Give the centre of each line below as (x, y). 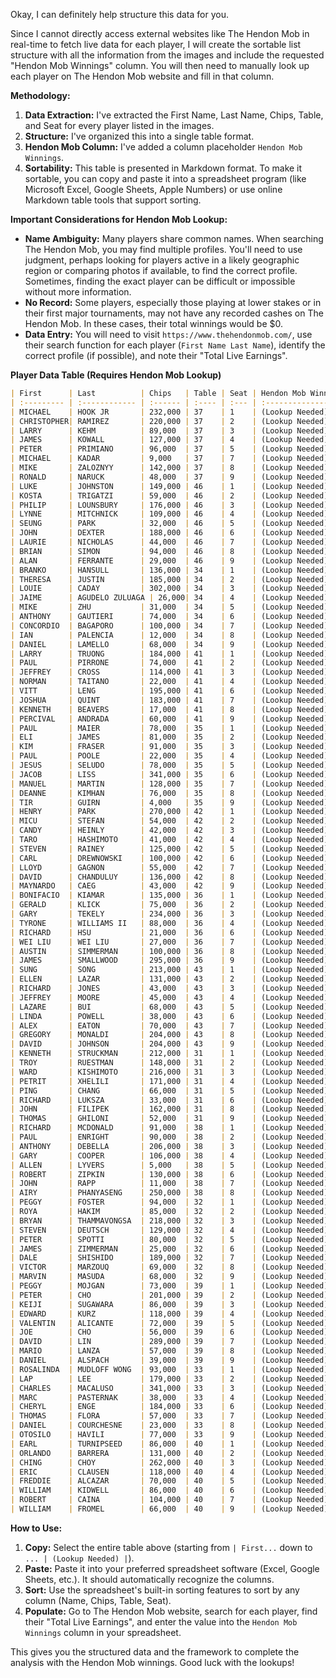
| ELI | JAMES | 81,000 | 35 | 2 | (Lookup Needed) (169, 737)
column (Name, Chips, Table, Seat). (98, 1600)
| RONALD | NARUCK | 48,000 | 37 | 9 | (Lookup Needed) (169, 477)
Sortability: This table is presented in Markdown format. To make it (163, 168)
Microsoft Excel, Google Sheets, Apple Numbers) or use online (153, 189)
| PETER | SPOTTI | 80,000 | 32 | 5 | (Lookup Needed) (169, 1239)
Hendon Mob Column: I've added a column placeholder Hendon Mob (163, 147)
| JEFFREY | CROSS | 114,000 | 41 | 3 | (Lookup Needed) (169, 672)
